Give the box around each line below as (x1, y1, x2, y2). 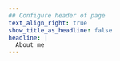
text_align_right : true (8, 19, 88, 27)
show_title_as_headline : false (8, 26, 113, 34)
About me (15, 41, 45, 49)
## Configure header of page (8, 11, 106, 20)
